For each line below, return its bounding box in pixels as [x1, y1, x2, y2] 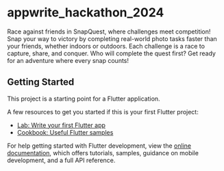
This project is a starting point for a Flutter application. [7, 94, 160, 103]
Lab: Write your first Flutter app [16, 121, 106, 129]
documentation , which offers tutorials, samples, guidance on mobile [7, 148, 199, 157]
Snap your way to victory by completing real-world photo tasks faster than [7, 34, 217, 42]
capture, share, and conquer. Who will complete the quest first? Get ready [7, 49, 216, 57]
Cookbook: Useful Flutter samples [16, 128, 114, 136]
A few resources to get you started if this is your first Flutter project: [7, 107, 199, 116]
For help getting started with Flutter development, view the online [7, 142, 192, 150]
